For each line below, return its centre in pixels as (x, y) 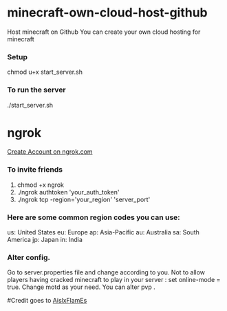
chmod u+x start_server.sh (45, 72)
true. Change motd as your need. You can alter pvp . (82, 287)
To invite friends (35, 170)
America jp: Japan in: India (45, 240)
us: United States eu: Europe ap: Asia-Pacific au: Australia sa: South (103, 232)
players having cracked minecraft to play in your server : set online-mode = (114, 280)
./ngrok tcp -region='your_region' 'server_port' (84, 199)
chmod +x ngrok (40, 185)
